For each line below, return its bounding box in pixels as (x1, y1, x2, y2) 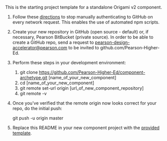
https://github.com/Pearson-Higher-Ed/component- (39, 69, 146, 75)
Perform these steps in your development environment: (12, 60, 126, 65)
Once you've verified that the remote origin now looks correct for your (12, 100, 157, 106)
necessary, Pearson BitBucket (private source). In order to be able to (12, 34, 154, 40)
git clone (19, 69, 38, 75)
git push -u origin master (12, 115, 64, 121)
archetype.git (19, 75, 47, 80)
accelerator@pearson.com (12, 45, 67, 50)
